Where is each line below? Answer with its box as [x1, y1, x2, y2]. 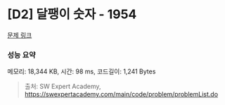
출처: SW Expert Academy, [24, 82, 101, 91]
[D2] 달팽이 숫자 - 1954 [7, 6, 137, 22]
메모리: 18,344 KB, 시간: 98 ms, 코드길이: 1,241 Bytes [7, 67, 156, 76]
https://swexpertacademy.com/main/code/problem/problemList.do [24, 90, 219, 99]
